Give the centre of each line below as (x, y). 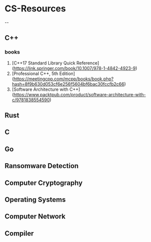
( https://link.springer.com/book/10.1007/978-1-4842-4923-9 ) (75, 68)
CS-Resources (35, 9)
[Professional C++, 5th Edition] (43, 73)
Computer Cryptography (44, 183)
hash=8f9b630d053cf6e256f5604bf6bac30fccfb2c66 (68, 84)
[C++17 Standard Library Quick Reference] (55, 63)
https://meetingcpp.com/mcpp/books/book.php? (64, 79)
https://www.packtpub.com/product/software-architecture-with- (80, 94)
